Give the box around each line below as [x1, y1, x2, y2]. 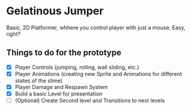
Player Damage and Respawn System [14, 83, 108, 90]
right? [6, 30, 21, 37]
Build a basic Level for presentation [14, 90, 103, 97]
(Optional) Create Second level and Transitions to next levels [14, 97, 165, 104]
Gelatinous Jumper [6, 4, 104, 18]
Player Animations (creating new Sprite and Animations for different [14, 70, 182, 77]
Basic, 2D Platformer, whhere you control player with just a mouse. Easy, [6, 24, 186, 31]
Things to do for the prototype [6, 48, 121, 58]
